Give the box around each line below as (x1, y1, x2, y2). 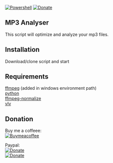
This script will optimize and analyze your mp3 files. (5, 32, 109, 37)
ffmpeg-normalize (5, 96, 41, 101)
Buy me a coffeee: (5, 128, 42, 133)
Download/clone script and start (5, 58, 69, 64)
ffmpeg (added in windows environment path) (5, 85, 97, 91)
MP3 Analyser (5, 18, 49, 27)
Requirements (5, 73, 48, 81)
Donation (5, 114, 33, 123)
